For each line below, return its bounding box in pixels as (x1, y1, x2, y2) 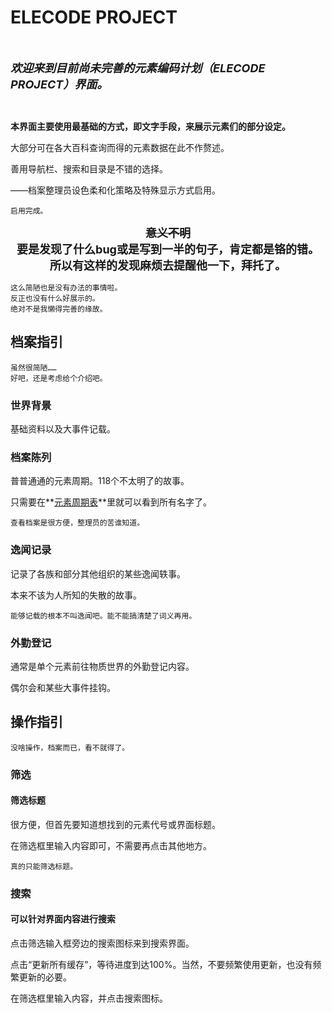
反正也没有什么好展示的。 (10, 293, 100, 303)
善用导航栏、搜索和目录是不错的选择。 (10, 162, 168, 175)
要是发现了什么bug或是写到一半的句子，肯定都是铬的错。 (16, 242, 320, 256)
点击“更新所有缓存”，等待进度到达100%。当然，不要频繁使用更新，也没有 (10, 959, 313, 970)
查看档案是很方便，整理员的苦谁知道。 (10, 518, 145, 528)
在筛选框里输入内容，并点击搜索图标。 (10, 992, 168, 1004)
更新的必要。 (18, 971, 72, 983)
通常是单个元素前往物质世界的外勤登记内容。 (10, 660, 195, 672)
